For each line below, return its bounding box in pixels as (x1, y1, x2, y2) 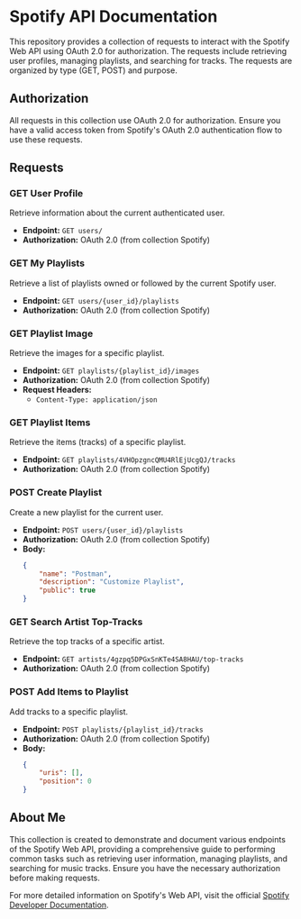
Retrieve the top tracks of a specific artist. (9, 636, 165, 647)
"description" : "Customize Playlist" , (39, 578, 185, 587)
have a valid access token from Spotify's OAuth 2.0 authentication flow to (9, 124, 282, 135)
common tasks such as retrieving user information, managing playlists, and (9, 853, 288, 864)
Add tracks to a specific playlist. (9, 705, 129, 717)
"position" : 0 (39, 777, 92, 786)
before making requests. (9, 872, 101, 883)
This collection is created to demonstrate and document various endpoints (9, 833, 287, 844)
